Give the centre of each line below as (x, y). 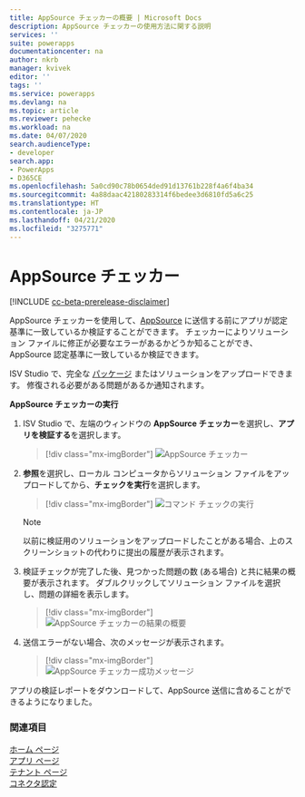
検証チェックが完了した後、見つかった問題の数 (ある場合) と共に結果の (155, 571)
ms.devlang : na (38, 102)
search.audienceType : (50, 144)
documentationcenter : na (56, 52)
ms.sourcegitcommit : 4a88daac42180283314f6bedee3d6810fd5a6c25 (132, 195)
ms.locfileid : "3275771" (56, 228)
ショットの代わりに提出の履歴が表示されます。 (141, 552)
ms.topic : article (44, 111)
